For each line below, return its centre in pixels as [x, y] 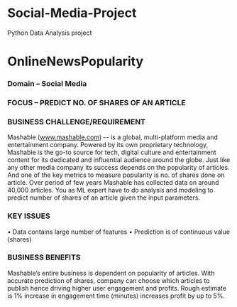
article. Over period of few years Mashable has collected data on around [113, 183]
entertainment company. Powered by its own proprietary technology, [108, 145]
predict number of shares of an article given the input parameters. [104, 198]
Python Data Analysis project [50, 33]
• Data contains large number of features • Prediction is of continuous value [119, 232]
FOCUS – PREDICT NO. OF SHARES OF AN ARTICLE [97, 102]
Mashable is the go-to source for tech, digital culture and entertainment [112, 152]
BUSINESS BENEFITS [44, 257]
